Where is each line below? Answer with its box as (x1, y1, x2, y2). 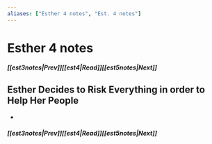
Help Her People (7, 95, 79, 106)
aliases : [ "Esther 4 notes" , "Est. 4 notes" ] (7, 10, 141, 17)
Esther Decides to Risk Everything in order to (7, 83, 205, 95)
